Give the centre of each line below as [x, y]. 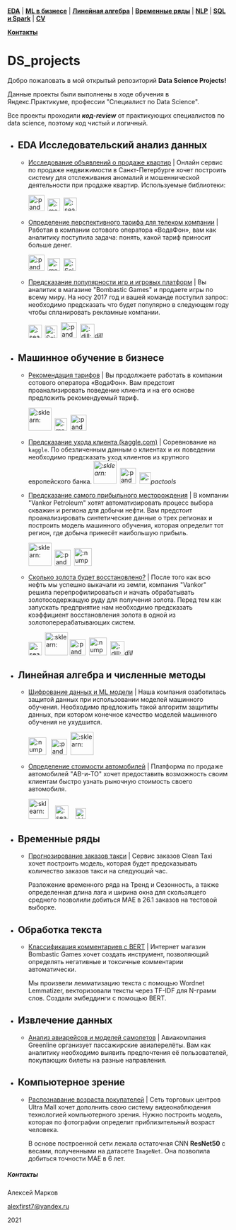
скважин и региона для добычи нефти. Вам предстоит [110, 510]
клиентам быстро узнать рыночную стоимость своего [110, 782]
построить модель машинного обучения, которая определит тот [126, 525]
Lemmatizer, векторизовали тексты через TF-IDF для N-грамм [122, 990]
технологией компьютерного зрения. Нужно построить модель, [125, 1114]
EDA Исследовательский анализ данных [112, 145]
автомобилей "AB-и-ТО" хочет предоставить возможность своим [128, 774]
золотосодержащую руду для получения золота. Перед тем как [125, 600]
